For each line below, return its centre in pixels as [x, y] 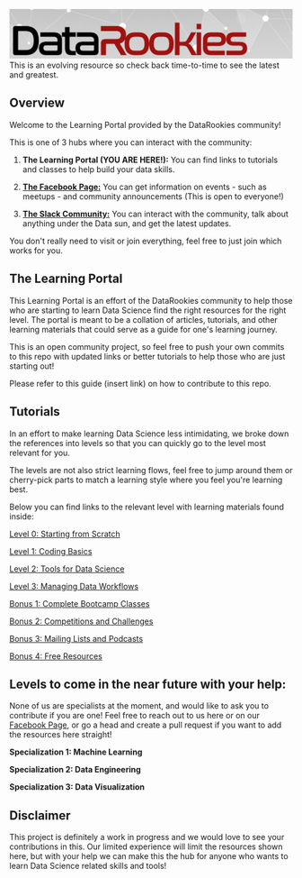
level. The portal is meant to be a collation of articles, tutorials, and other [144, 319]
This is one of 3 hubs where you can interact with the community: [131, 142]
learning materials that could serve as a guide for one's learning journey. [144, 329]
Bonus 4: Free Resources [56, 656]
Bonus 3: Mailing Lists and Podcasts [76, 638]
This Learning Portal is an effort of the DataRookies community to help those [151, 300]
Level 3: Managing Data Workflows [74, 586]
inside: [22, 516]
